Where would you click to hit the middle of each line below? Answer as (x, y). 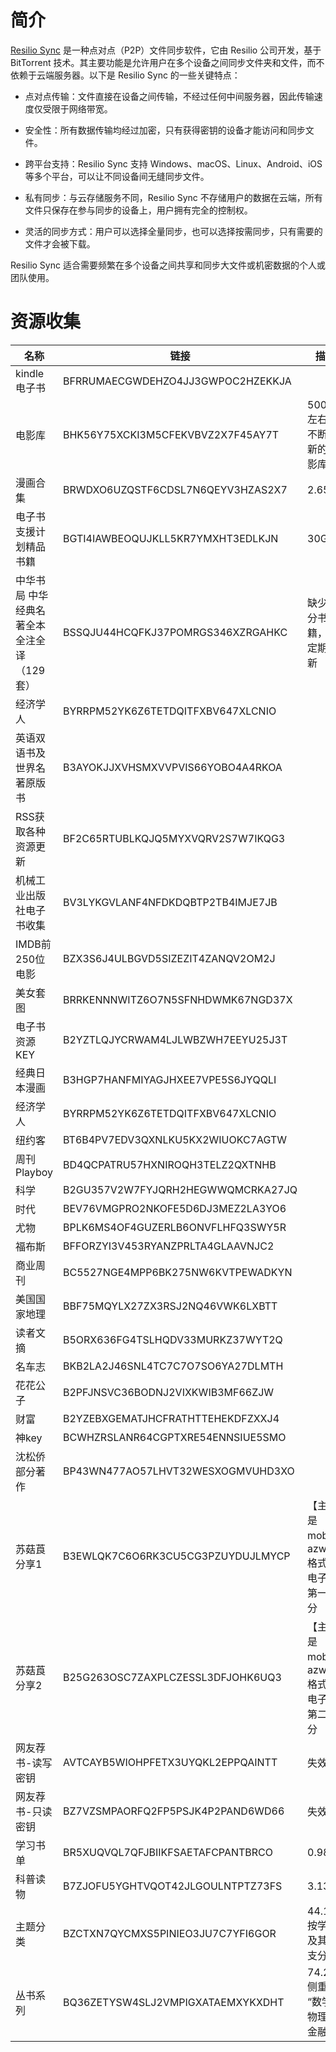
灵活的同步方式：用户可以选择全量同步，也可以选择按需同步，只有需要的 (173, 231)
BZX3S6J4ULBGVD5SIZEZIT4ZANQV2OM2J (169, 958)
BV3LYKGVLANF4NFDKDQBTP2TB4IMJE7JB (170, 902)
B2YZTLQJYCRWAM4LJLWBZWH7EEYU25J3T (175, 1039)
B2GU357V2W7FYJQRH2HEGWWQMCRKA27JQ (180, 1189)
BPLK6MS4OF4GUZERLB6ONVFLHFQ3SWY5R (174, 1227)
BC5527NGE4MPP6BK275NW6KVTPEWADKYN (177, 1272)
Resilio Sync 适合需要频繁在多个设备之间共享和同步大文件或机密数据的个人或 (168, 265)
